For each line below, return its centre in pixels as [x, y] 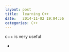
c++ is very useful [23, 37]
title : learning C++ [27, 14]
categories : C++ [21, 23]
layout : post [18, 9]
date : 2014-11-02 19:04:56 [34, 18]
